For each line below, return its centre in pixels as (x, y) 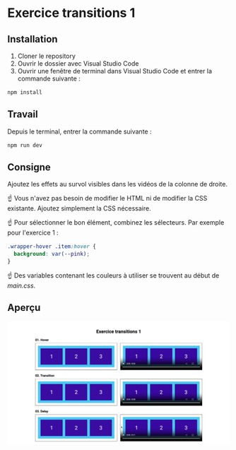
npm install (25, 93)
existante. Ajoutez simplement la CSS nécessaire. (79, 208)
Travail (23, 114)
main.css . (22, 285)
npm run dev (25, 145)
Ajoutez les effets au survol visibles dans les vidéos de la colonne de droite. (118, 184)
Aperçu (24, 308)
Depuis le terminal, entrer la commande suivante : (79, 131)
